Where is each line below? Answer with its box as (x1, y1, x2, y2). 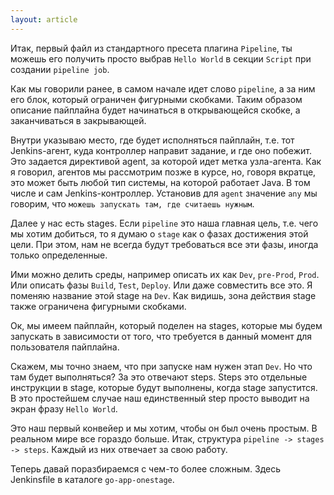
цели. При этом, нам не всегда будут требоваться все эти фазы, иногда (10, 238, 319, 250)
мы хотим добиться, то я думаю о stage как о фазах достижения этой (10, 227, 309, 240)
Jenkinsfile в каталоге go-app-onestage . (10, 473, 175, 485)
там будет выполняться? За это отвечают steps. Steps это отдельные (10, 371, 308, 383)
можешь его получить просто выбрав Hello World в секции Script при (10, 52, 312, 65)
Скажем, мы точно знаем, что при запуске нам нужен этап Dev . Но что (10, 360, 313, 372)
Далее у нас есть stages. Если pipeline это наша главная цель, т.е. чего (10, 217, 319, 229)
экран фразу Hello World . (10, 402, 118, 415)
